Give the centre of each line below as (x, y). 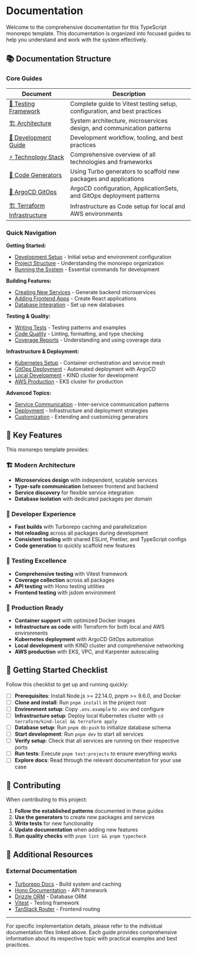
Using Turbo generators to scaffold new (125, 171)
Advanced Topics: (29, 393)
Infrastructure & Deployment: (43, 351)
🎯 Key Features (34, 436)
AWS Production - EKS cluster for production (69, 381)
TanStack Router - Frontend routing (57, 909)
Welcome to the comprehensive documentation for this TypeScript (86, 27)
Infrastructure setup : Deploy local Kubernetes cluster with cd (89, 715)
